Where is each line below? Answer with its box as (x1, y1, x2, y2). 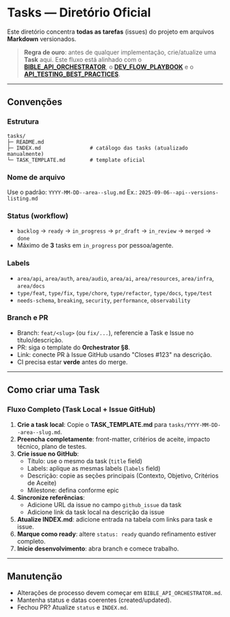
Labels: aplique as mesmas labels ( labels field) (27, 464, 161, 472)
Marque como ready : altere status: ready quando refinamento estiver (16, 530, 217, 538)
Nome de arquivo (7, 172, 66, 182)
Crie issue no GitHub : (16, 450, 79, 458)
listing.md (7, 195, 38, 202)
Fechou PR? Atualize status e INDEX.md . (16, 603, 129, 612)
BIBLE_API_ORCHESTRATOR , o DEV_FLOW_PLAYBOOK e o (23, 62, 194, 71)
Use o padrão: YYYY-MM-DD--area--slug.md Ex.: (7, 187, 138, 196)
